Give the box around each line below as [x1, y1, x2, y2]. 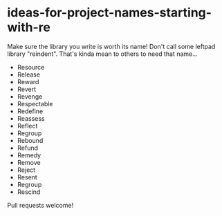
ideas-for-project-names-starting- [7, 5, 212, 21]
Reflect [17, 121, 38, 130]
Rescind [17, 188, 41, 196]
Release [17, 70, 40, 79]
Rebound [17, 136, 44, 144]
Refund [17, 144, 39, 152]
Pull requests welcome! [7, 201, 74, 209]
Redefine [17, 107, 44, 115]
